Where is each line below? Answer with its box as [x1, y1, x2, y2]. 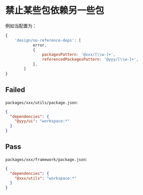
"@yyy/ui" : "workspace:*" [14, 119, 70, 124]
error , [32, 42, 47, 48]
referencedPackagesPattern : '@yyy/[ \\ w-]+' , [42, 57, 139, 62]
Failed [5, 85, 26, 94]
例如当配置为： [5, 23, 37, 29]
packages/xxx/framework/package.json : [5, 156, 87, 162]
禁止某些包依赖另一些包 [5, 5, 105, 16]
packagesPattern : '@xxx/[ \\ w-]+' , [42, 52, 116, 57]
